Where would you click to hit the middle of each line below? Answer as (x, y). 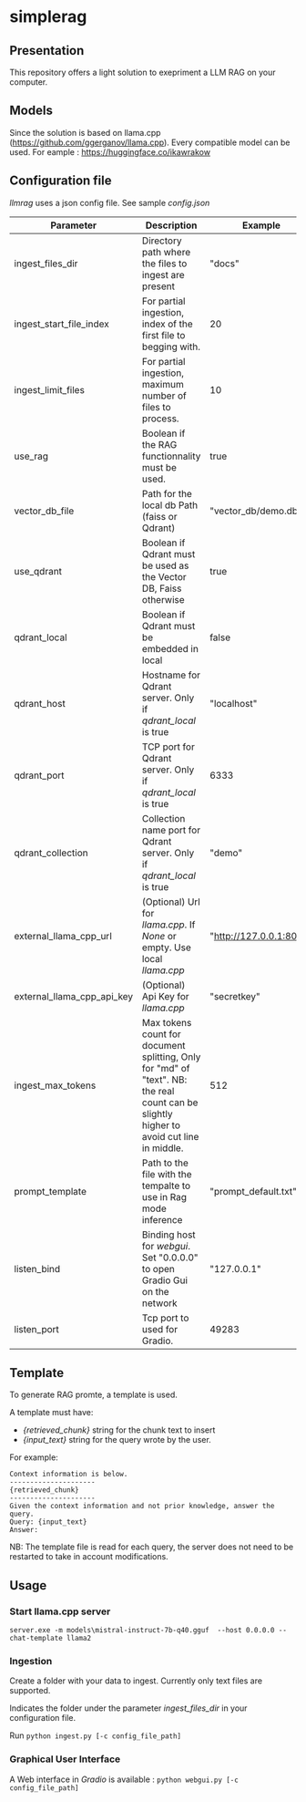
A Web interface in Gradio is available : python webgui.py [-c (124, 1779)
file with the (167, 1174)
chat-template (36, 1639)
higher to (161, 1125)
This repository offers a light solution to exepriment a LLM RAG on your (143, 72)
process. (160, 419)
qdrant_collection (51, 853)
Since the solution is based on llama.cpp (85, 132)
